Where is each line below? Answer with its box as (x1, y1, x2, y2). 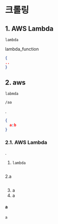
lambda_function (5, 46, 39, 52)
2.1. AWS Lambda (5, 139, 48, 146)
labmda (5, 92, 19, 96)
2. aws (5, 78, 26, 87)
